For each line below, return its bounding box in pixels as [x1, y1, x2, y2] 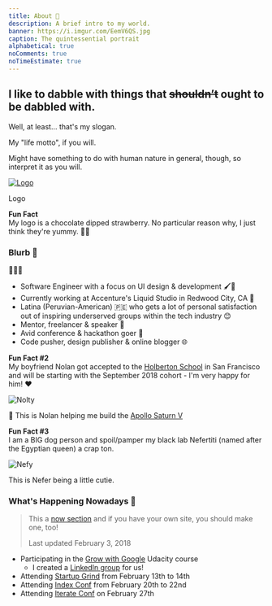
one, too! [28, 522, 58, 533]
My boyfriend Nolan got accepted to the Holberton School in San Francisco [8, 361, 261, 371]
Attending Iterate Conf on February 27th [19, 589, 154, 599]
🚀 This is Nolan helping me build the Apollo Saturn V [8, 410, 183, 420]
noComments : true [8, 50, 67, 58]
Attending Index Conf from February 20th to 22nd [19, 580, 187, 590]
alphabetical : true [8, 42, 75, 50]
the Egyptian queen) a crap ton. [8, 443, 114, 453]
